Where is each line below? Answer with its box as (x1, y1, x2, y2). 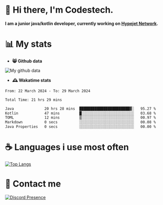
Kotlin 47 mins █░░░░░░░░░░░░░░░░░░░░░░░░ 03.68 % (5, 111, 156, 116)
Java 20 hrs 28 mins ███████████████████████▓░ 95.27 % (5, 106, 156, 111)
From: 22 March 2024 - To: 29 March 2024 (5, 88, 91, 93)
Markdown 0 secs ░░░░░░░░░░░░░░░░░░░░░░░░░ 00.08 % (5, 120, 156, 125)
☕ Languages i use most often (5, 142, 129, 153)
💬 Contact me (5, 178, 61, 189)
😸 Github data (12, 58, 42, 64)
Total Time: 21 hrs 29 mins (5, 97, 62, 102)
